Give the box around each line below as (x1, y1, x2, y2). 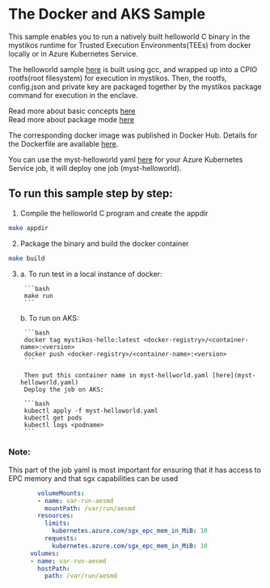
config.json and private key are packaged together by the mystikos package (8, 82, 263, 92)
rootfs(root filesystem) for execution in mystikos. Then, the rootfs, (8, 73, 228, 83)
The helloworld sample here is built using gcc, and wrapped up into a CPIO (8, 64, 258, 74)
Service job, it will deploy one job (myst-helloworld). (8, 163, 182, 173)
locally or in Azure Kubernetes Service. (8, 49, 139, 58)
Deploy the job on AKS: (23, 386, 104, 394)
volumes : (29, 549, 60, 557)
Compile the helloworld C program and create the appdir (19, 208, 209, 218)
